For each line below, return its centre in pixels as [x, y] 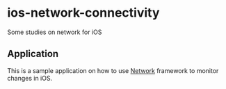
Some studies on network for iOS [55, 32]
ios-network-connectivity [83, 13]
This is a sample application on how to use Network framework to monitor [113, 70]
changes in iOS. [30, 78]
